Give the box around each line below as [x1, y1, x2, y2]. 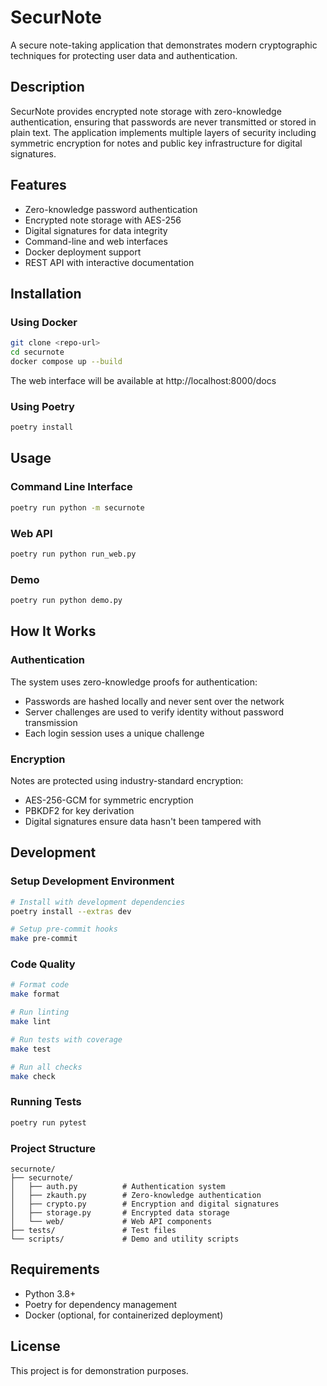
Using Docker [10, 315, 78, 329]
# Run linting [10, 1007, 70, 1018]
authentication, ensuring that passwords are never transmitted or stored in [10, 116, 317, 128]
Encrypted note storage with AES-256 [24, 214, 182, 226]
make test [10, 1044, 52, 1054]
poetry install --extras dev [10, 906, 132, 916]
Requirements [10, 1261, 100, 1278]
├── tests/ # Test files [10, 1225, 177, 1235]
